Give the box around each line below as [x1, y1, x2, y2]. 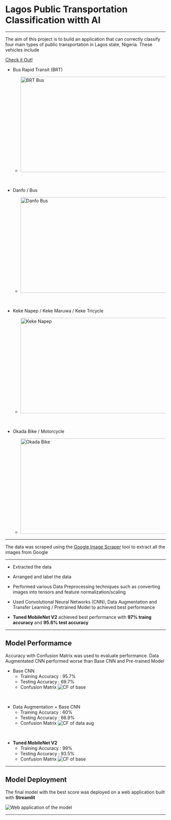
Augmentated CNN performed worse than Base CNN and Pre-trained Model [5, 658, 164, 664]
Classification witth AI [5, 14, 101, 26]
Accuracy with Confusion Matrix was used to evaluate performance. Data [5, 653, 159, 659]
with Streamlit [5, 794, 36, 800]
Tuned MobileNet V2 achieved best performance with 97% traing [12, 614, 152, 620]
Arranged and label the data [12, 574, 72, 580]
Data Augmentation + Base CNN [12, 703, 80, 710]
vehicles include [5, 47, 40, 53]
